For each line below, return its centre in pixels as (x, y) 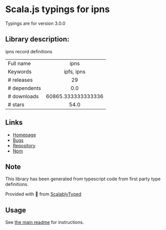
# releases (20, 80)
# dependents (25, 88)
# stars (16, 104)
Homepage (24, 135)
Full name (20, 63)
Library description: (37, 39)
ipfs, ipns (75, 71)
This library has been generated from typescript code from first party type (83, 179)
